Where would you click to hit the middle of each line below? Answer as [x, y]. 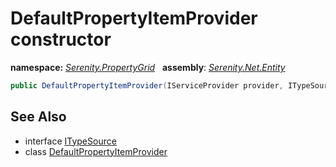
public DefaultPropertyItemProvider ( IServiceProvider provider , [147, 85]
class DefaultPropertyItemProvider [96, 151]
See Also [38, 117]
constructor [61, 39]
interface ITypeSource [70, 141]
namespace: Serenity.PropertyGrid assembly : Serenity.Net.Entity [148, 67]
